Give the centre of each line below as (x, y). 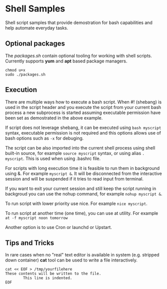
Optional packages (35, 44)
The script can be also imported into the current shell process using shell (80, 147)
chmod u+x (15, 70)
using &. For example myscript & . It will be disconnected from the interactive (83, 173)
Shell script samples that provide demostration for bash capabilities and (79, 22)
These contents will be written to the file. (53, 274)
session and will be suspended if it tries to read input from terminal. (74, 178)
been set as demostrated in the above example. (54, 117)
